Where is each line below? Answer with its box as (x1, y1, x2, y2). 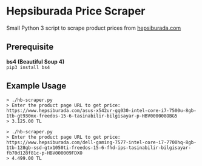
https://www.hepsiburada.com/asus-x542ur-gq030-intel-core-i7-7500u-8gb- (6, 107, 197, 113)
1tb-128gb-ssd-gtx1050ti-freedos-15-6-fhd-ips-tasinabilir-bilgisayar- (6, 144, 191, 151)
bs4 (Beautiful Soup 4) (6, 58, 65, 65)
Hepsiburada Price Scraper (6, 4, 146, 18)
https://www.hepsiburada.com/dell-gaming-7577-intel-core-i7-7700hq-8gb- (6, 139, 197, 145)
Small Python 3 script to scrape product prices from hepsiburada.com (6, 24, 181, 32)
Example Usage (6, 81, 67, 91)
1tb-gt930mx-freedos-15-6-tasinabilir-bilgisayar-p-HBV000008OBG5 (6, 113, 178, 119)
